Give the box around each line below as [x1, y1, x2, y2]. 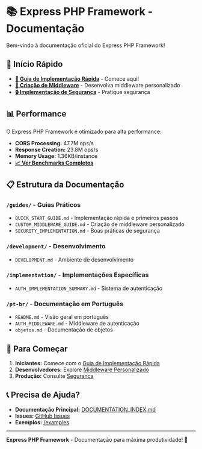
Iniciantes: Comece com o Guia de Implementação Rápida [14, 359, 161, 366]
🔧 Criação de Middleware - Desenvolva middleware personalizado [14, 81, 180, 89]
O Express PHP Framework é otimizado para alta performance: [6, 128, 162, 135]
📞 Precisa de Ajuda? [6, 390, 80, 400]
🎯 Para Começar [6, 344, 68, 354]
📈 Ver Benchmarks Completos [14, 159, 94, 166]
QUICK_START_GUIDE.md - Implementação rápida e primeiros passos [14, 215, 179, 222]
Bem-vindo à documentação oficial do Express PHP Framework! [6, 42, 165, 49]
